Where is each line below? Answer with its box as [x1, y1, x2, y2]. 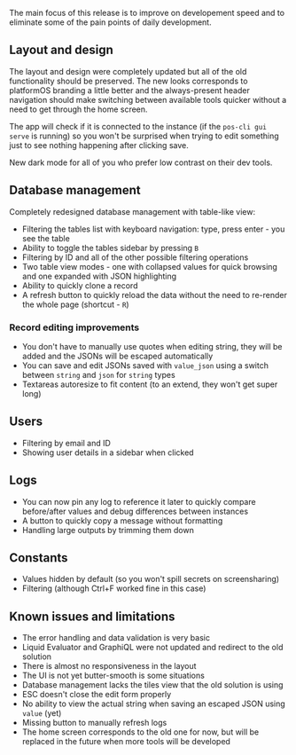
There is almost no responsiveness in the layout [21, 661, 197, 672]
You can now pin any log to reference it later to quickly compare [21, 496, 256, 507]
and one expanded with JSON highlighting [21, 271, 177, 281]
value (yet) [21, 708, 62, 719]
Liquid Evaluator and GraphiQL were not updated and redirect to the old [21, 642, 284, 653]
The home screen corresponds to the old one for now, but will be [21, 727, 260, 737]
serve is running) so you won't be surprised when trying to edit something [9, 130, 279, 141]
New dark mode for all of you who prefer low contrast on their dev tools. [9, 157, 273, 168]
